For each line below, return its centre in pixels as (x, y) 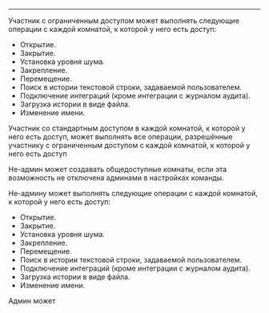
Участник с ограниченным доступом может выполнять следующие (124, 20)
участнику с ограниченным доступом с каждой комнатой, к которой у (129, 145)
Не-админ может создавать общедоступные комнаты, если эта (118, 169)
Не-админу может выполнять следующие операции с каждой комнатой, (133, 193)
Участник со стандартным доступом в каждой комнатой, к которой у (127, 128)
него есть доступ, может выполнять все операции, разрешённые (120, 136)
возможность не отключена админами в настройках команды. (116, 178)
